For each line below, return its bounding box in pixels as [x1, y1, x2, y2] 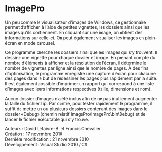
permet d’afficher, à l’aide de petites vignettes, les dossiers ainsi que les [5, 24, 150, 30]
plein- [145, 35, 157, 41]
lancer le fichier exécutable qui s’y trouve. [5, 116, 89, 122]
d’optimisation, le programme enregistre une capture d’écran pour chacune [5, 70, 156, 76]
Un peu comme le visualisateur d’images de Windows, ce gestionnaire [5, 19, 146, 25]
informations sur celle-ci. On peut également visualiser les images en [5, 35, 144, 41]
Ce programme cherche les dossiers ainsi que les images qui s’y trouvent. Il [5, 50, 158, 55]
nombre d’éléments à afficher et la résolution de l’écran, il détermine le [5, 60, 147, 66]
